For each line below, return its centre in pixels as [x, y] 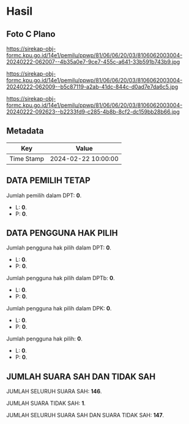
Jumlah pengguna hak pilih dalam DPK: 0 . [59, 308]
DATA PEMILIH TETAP [48, 180]
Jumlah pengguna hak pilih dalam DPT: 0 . [59, 248]
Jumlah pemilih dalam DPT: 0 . [44, 195]
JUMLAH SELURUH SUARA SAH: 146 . [54, 391]
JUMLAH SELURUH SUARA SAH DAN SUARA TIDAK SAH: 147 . [85, 415]
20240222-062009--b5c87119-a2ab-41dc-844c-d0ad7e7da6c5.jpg [92, 87]
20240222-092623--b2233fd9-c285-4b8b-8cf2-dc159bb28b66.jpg [93, 112]
